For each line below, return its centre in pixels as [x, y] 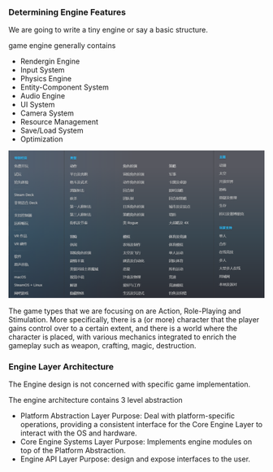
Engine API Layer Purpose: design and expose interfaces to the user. [135, 459]
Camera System [47, 113]
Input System [42, 70]
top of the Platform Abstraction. [73, 450]
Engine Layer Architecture [61, 366]
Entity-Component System [65, 87]
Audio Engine [43, 96]
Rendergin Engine [50, 61]
